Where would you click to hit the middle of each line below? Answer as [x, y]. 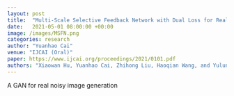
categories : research [39, 40]
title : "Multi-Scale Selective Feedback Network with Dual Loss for [110, 20]
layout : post [26, 14]
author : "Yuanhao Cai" [40, 46]
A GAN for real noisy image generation [63, 85]
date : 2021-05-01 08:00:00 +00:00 [60, 26]
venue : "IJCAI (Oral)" [40, 53]
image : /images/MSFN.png [43, 33]
